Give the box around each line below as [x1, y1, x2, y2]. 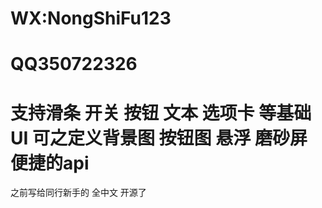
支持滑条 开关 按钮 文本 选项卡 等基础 [10, 102, 312, 124]
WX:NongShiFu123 [10, 7, 172, 30]
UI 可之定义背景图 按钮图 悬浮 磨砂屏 [10, 127, 308, 149]
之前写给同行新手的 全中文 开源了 [10, 187, 147, 199]
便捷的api [10, 152, 90, 174]
